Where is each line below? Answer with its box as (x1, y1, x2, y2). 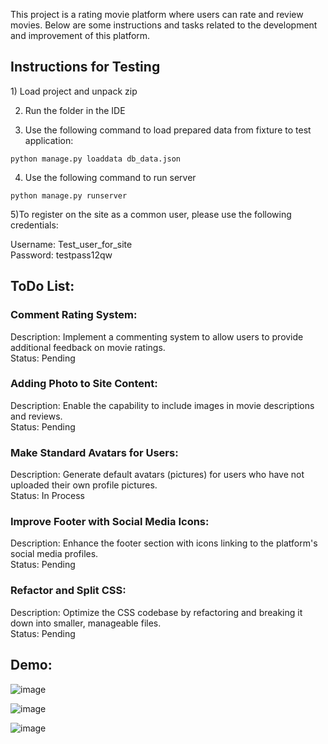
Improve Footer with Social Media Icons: (10, 515, 210, 529)
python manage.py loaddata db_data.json (10, 154, 182, 164)
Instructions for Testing (10, 59, 161, 76)
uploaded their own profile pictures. (10, 479, 158, 491)
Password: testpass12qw (10, 249, 113, 261)
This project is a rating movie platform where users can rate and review (10, 9, 304, 20)
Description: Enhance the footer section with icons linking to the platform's (10, 537, 318, 549)
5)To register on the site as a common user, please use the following (10, 208, 292, 220)
